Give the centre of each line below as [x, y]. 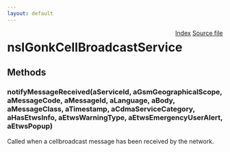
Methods [27, 73]
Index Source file [199, 33]
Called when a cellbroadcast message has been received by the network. [111, 141]
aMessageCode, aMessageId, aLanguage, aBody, [91, 101]
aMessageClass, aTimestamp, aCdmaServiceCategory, [101, 109]
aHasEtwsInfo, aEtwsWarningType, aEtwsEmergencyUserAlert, [115, 118]
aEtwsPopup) [30, 126]
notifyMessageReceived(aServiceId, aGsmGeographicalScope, [115, 92]
